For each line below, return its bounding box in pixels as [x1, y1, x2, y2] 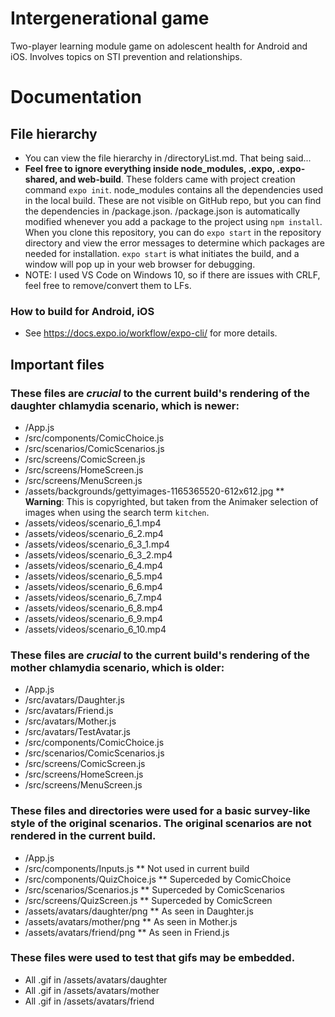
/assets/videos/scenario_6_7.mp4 [24, 591, 163, 603]
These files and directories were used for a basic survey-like [10, 804, 311, 818]
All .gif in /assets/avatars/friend [24, 995, 155, 1007]
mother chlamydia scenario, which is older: [10, 660, 225, 674]
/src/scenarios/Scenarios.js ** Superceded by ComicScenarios [24, 883, 285, 896]
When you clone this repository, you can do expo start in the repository [24, 226, 322, 238]
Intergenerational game [10, 7, 210, 30]
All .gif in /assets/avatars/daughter [24, 973, 168, 986]
